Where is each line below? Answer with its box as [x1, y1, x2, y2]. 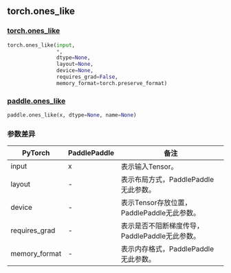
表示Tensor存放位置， [120, 198, 192, 208]
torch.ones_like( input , [7, 41, 76, 49]
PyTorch [21, 148, 50, 158]
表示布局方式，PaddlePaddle [120, 175, 214, 185]
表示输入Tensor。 [120, 162, 178, 171]
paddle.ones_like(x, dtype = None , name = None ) [7, 112, 137, 119]
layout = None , [56, 61, 94, 68]
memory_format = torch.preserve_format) [56, 80, 168, 86]
